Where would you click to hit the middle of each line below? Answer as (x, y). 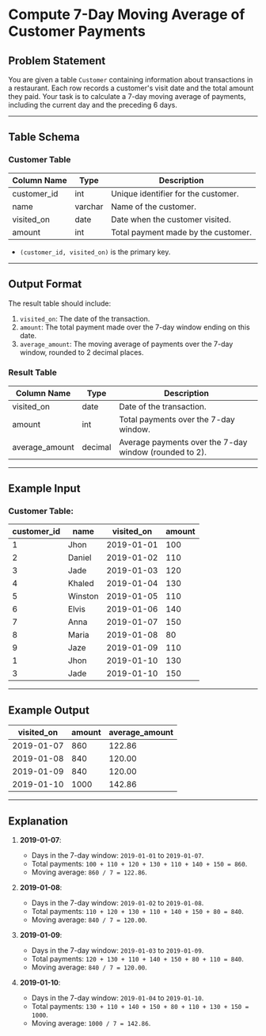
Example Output (49, 710)
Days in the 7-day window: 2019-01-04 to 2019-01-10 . (118, 998)
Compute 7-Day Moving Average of (127, 15)
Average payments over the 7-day (183, 442)
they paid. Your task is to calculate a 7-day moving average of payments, (127, 96)
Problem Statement (57, 61)
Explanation (38, 821)
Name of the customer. (153, 206)
